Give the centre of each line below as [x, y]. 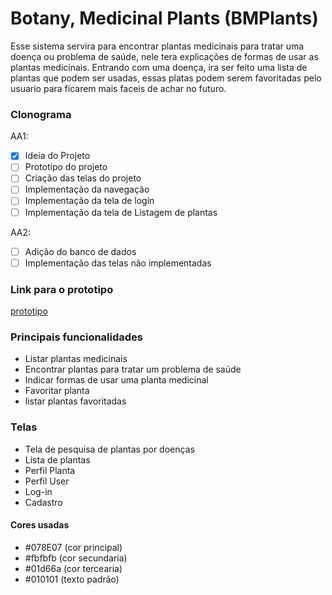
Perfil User [47, 481]
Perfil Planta [50, 470]
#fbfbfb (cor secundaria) [76, 558]
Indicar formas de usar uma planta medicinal [116, 380]
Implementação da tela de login [89, 201]
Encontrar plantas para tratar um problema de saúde [133, 369]
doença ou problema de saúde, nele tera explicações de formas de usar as [164, 56]
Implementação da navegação [87, 189]
